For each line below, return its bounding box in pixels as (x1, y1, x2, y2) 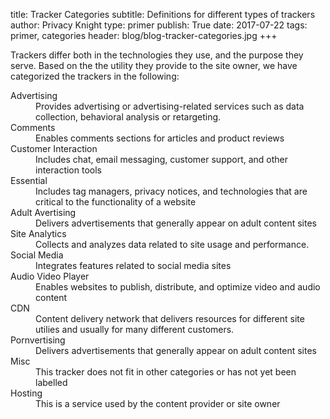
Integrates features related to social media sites (35, 260, 232, 271)
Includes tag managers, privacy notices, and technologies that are (35, 185, 308, 197)
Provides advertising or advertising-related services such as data (35, 100, 305, 112)
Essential (10, 175, 48, 186)
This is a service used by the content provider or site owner (35, 398, 281, 409)
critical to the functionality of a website (35, 196, 197, 208)
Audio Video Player (10, 270, 90, 282)
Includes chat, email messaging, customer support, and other (35, 154, 289, 165)
